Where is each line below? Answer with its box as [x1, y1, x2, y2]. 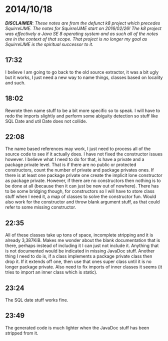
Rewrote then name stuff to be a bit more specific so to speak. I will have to [5, 107, 160, 113]
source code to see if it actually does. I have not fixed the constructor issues [5, 151, 163, 157]
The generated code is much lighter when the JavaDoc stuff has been [5, 324, 149, 330]
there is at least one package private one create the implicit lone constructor [5, 172, 162, 178]
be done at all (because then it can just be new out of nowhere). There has [5, 183, 159, 189]
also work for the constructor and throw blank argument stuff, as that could [5, 199, 160, 205]
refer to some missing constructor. [5, 204, 76, 210]
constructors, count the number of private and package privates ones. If [5, 167, 154, 173]
